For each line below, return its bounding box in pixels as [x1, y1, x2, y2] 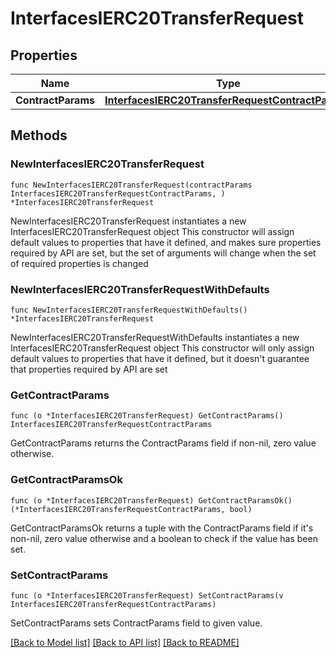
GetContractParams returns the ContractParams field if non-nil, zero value [10, 437, 317, 449]
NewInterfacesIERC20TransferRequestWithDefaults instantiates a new [10, 331, 300, 343]
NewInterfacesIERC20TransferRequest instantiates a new [10, 215, 247, 227]
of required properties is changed [10, 257, 149, 269]
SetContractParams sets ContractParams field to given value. [10, 617, 263, 629]
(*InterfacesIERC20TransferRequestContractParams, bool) [10, 504, 253, 514]
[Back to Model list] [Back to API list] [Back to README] [10, 636, 240, 648]
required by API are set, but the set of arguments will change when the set [10, 247, 317, 259]
